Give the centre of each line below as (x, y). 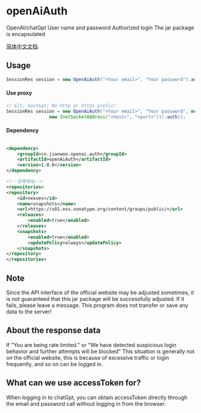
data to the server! (29, 311)
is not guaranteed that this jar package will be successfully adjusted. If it (95, 299)
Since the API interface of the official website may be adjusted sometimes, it (100, 293)
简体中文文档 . (23, 46)
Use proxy (19, 93)
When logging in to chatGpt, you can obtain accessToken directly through (97, 397)
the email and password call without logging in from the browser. (86, 403)
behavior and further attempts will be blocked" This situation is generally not (100, 351)
